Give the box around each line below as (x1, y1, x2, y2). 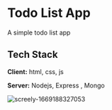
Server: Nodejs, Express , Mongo (7, 81, 105, 90)
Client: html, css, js (7, 67, 64, 75)
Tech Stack (7, 49, 58, 61)
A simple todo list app (7, 28, 71, 37)
